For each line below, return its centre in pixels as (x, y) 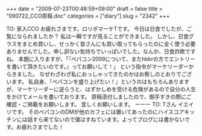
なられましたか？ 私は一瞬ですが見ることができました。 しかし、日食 (103, 36)
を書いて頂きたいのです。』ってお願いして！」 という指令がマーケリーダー (97, 66)
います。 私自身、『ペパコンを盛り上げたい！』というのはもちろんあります (98, 82)
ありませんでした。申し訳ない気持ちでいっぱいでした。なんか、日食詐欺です (101, 51)
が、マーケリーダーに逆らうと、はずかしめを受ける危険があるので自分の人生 (101, 89)
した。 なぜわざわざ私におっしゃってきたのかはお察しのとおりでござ (107, 74)
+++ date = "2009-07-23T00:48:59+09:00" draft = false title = (84, 9)
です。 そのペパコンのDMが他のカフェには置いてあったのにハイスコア (98, 112)
